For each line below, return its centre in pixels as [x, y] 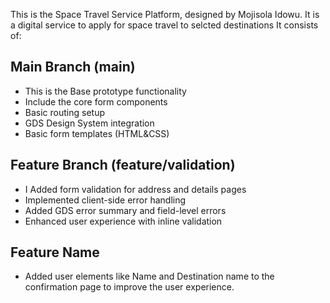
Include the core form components [96, 101]
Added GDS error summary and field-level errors [125, 210]
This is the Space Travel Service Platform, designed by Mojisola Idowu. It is [165, 14]
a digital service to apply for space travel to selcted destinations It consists [164, 25]
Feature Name [55, 252]
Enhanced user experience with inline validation [123, 221]
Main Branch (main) [73, 67]
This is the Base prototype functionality [105, 91]
